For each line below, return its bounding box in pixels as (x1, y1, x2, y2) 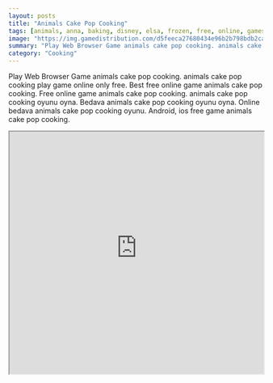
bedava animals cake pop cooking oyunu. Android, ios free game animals (8, 106, 253, 116)
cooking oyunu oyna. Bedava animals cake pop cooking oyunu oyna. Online (8, 98, 260, 107)
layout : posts (8, 11, 57, 20)
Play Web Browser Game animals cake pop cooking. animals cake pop (8, 72, 242, 81)
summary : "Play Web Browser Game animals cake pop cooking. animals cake (8, 42, 262, 50)
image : (8, 34, 31, 43)
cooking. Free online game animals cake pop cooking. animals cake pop (8, 89, 248, 98)
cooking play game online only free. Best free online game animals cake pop (8, 80, 262, 90)
